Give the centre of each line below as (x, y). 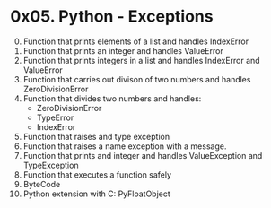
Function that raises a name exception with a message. (125, 146)
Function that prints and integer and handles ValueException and (143, 155)
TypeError (55, 117)
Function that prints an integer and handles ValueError (123, 50)
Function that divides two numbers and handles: (112, 98)
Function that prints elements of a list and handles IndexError (136, 41)
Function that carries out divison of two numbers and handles (137, 79)
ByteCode (42, 184)
